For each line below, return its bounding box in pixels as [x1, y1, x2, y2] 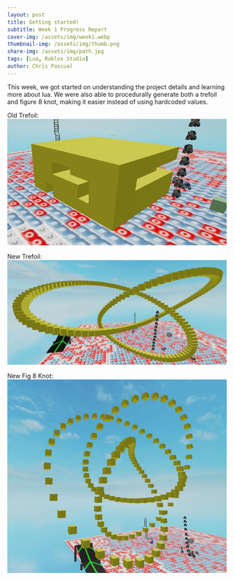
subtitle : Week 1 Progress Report [7, 26, 108, 33]
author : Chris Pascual [7, 63, 73, 70]
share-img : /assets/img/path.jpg [7, 48, 104, 55]
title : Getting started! [7, 18, 79, 26]
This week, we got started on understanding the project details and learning [7, 82, 225, 91]
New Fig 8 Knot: [7, 372, 54, 380]
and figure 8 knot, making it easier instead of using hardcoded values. [7, 98, 208, 106]
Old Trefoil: [7, 111, 40, 119]
